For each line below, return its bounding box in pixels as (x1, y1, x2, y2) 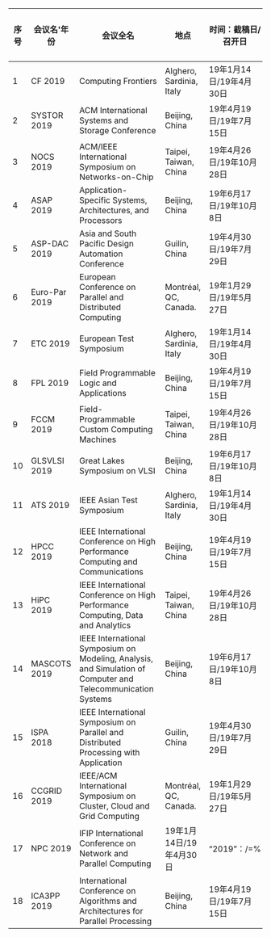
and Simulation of (79, 663, 146, 674)
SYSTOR (31, 110, 64, 120)
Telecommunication (79, 683, 155, 694)
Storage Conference (79, 125, 156, 136)
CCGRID (31, 785, 63, 796)
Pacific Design (79, 238, 135, 249)
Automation (79, 248, 123, 259)
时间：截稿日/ (209, 24, 261, 35)
